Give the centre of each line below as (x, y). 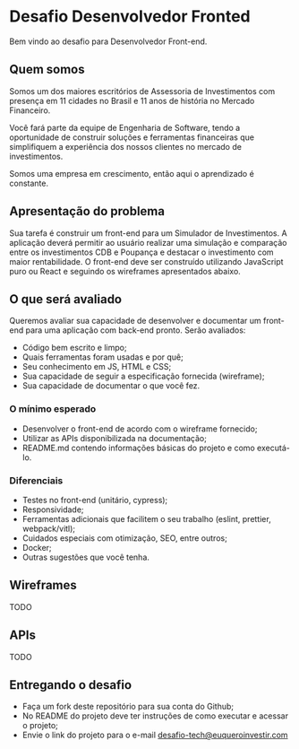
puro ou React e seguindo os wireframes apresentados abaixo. (125, 271)
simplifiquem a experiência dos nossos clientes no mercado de (125, 146)
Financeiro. (30, 110)
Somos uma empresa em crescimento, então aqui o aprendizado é (132, 173)
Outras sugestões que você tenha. (86, 557)
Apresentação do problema (87, 211)
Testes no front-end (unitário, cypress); (95, 500)
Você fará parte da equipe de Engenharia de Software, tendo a (125, 127)
